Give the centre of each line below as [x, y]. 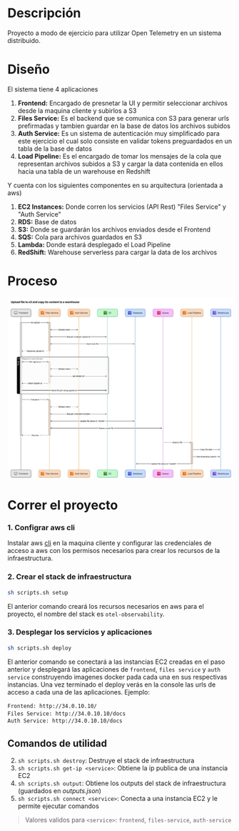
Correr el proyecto [63, 506]
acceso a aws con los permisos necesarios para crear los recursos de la [114, 551]
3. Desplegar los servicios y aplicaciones [80, 632]
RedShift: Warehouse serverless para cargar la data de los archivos [117, 252]
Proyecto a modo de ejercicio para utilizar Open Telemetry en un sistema [115, 33]
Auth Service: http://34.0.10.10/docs [65, 721]
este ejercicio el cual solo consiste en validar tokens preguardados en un [125, 141]
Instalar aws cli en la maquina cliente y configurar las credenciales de [110, 543]
